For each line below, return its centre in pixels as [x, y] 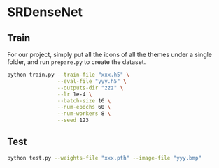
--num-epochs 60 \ [84, 107]
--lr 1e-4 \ [75, 94]
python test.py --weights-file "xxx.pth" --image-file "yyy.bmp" [104, 158]
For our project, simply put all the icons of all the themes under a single [109, 54]
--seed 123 [73, 120]
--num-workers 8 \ [84, 114]
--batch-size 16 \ [84, 101]
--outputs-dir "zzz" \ [90, 88]
